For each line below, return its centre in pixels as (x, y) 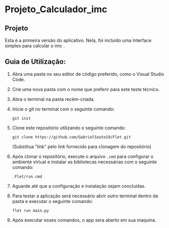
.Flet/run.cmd (27, 177)
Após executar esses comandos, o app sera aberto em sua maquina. (84, 220)
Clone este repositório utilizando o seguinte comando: (69, 128)
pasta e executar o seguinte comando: (52, 201)
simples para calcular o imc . (35, 46)
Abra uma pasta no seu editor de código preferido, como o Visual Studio (88, 74)
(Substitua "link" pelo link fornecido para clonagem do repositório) (82, 147)
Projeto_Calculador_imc (56, 9)
